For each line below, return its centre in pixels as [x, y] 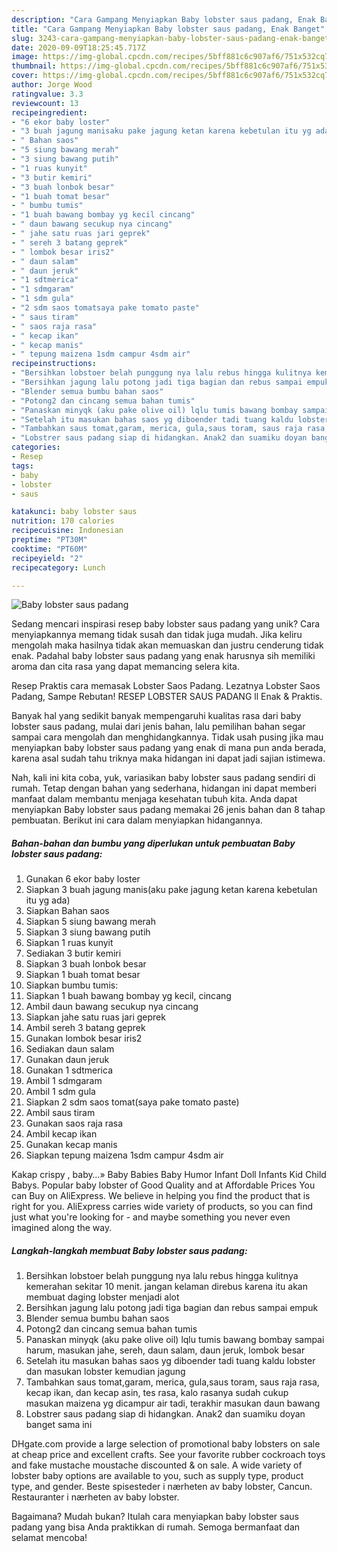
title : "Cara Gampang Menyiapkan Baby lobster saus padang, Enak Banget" [168, 29]
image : [25, 57]
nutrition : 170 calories [63, 521]
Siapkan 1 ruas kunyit [69, 943]
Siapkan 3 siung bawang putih [88, 932]
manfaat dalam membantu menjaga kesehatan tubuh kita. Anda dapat [154, 799]
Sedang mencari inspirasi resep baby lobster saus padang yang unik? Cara [166, 624]
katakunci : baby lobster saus [74, 512]
